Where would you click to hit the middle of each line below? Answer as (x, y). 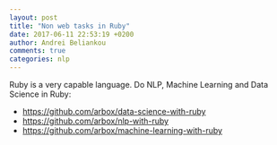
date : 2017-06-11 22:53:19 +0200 (72, 34)
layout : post (34, 17)
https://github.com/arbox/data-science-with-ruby (114, 111)
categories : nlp (39, 59)
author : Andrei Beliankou (57, 43)
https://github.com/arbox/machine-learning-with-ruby (122, 130)
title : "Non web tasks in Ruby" (69, 26)
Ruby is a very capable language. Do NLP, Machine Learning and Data (139, 85)
